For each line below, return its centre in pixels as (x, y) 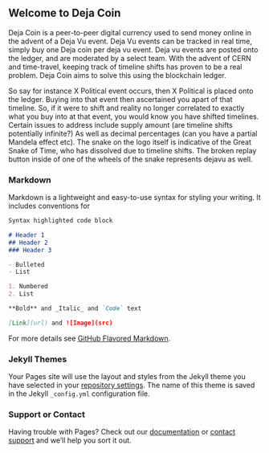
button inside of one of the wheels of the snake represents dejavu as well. (130, 159)
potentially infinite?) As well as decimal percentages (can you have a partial (133, 133)
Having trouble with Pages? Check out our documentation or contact (122, 432)
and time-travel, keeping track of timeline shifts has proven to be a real (125, 67)
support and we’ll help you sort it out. (70, 440)
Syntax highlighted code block (61, 221)
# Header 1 (26, 235)
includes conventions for (49, 206)
